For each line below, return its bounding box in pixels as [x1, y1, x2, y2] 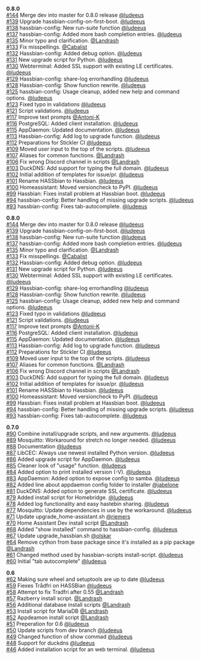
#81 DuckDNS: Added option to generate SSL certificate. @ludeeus [6, 487, 172, 495]
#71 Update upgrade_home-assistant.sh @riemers [6, 513, 131, 520]
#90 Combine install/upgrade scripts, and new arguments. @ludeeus [6, 430, 176, 437]
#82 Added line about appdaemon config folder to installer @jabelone [6, 481, 179, 488]
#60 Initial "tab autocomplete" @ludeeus [6, 558, 107, 565]
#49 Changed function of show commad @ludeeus [6, 633, 133, 640]
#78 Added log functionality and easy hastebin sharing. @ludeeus [6, 501, 169, 507]
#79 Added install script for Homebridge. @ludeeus [6, 494, 134, 501]
